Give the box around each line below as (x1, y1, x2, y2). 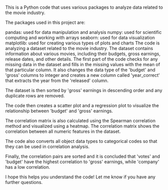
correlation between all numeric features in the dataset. (5, 128, 121, 134)
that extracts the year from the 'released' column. (5, 78, 109, 83)
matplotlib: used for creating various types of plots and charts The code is (5, 40, 160, 46)
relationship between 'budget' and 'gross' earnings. (5, 108, 113, 114)
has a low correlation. (5, 164, 51, 170)
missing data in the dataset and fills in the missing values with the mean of (5, 62, 160, 67)
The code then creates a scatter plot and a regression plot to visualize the (5, 103, 159, 108)
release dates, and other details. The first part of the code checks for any (5, 56, 158, 62)
